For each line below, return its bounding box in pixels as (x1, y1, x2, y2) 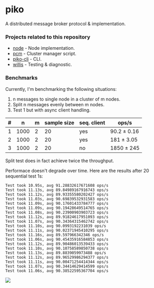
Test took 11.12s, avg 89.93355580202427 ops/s (5, 191, 109, 197)
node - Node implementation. (12, 45, 75, 51)
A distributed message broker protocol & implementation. (5, 21, 126, 27)
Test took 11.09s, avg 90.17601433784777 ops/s (5, 201, 109, 206)
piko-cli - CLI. (12, 56, 42, 62)
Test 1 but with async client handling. (12, 107, 91, 113)
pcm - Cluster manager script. (12, 50, 77, 57)
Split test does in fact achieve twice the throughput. (5, 158, 114, 164)
